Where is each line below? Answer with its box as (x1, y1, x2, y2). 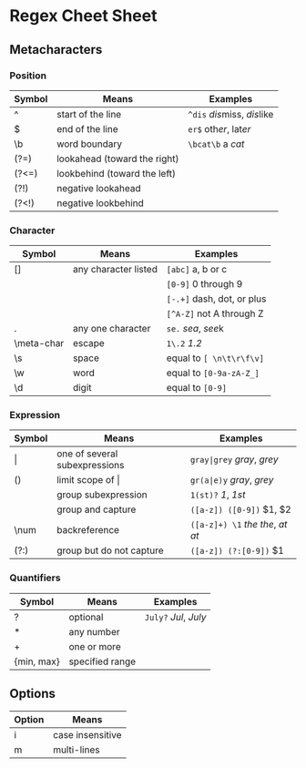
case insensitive (53, 728, 122, 741)
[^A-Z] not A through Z (166, 307, 264, 320)
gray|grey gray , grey (189, 453, 279, 466)
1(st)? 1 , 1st (189, 488, 246, 501)
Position (9, 69, 47, 82)
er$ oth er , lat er (188, 122, 251, 135)
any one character (72, 323, 151, 335)
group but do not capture (56, 544, 164, 557)
